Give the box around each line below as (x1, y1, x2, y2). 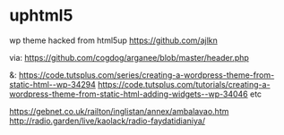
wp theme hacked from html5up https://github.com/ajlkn (9, 35, 218, 46)
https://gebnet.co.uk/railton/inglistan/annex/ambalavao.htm (9, 105, 229, 116)
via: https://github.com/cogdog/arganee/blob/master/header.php (9, 52, 249, 63)
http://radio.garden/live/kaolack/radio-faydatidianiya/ (9, 115, 206, 126)
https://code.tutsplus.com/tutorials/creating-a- (97, 79, 271, 89)
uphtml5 (9, 5, 73, 26)
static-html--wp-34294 (9, 79, 96, 89)
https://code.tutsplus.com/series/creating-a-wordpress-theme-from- (19, 69, 275, 80)
